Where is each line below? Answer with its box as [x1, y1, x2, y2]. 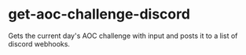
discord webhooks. [8, 39, 71, 48]
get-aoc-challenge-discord [8, 5, 191, 23]
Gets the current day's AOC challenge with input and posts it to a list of [8, 31, 238, 40]
